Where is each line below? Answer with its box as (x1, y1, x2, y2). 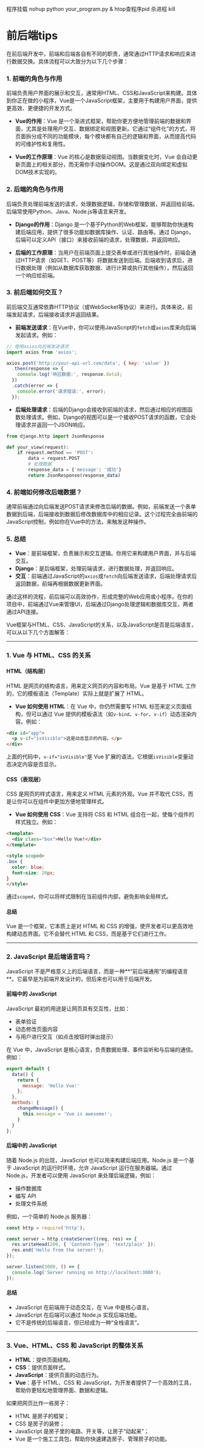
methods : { (12, 1100, 39, 1106)
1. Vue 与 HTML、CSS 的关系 (6, 651, 91, 660)
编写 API (15, 1192, 36, 1199)
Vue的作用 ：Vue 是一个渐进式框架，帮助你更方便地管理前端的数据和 (15, 117, 186, 125)
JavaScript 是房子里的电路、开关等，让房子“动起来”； (15, 1428, 150, 1435)
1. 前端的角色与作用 (6, 74, 63, 83)
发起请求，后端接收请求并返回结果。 (11, 311, 102, 318)
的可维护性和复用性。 (15, 140, 69, 148)
